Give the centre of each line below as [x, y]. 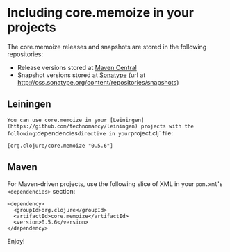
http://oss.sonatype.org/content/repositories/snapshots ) [98, 82]
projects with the [167, 126]
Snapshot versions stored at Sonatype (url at [81, 75]
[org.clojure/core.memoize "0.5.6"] [60, 146]
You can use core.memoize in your [57, 120]
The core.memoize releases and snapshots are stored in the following [107, 47]
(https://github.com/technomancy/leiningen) [73, 126]
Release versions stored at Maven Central [77, 67]
